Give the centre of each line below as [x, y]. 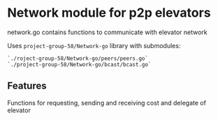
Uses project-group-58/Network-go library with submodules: [94, 45]
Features [27, 86]
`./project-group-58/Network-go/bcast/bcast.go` [79, 64]
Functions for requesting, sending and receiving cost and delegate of [107, 103]
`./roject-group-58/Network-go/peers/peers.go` [78, 58]
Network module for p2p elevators [109, 13]
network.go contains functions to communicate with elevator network [107, 32]
